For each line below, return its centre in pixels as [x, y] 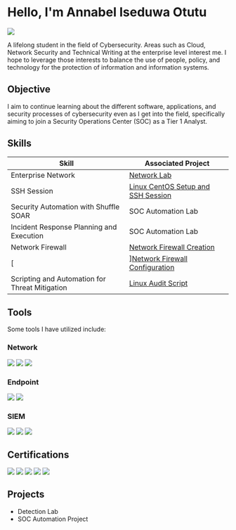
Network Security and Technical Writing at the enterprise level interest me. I [117, 52]
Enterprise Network [43, 175]
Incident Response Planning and [64, 227]
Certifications [38, 454]
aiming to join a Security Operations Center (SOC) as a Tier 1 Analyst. [107, 121]
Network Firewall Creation [172, 247]
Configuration [152, 267]
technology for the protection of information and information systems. [108, 67]
